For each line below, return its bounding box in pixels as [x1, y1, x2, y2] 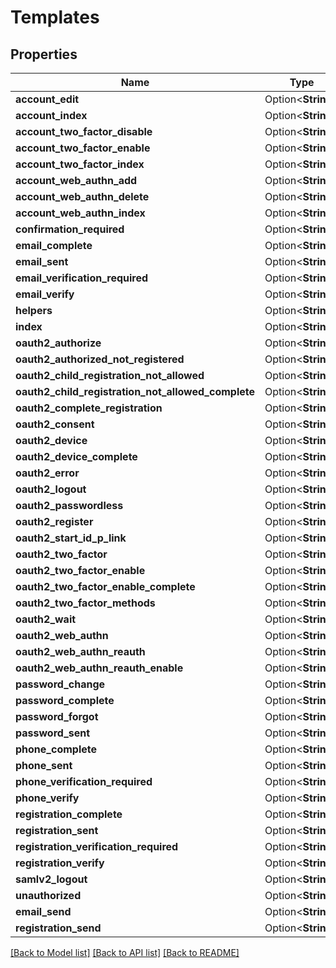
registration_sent [15, 824, 99, 837]
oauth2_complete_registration [15, 401, 163, 415]
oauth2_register [15, 515, 94, 528]
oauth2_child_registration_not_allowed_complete [15, 385, 255, 398]
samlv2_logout [15, 872, 88, 886]
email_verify [15, 287, 75, 301]
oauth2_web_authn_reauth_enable [15, 661, 184, 675]
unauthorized [15, 889, 82, 902]
